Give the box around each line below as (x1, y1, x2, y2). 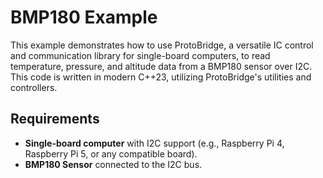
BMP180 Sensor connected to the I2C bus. (24, 158, 203, 170)
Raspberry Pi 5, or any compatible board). (24, 147, 198, 160)
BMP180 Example (10, 6, 158, 29)
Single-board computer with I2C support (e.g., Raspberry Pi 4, (24, 137, 285, 149)
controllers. (10, 81, 58, 93)
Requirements (10, 111, 100, 128)
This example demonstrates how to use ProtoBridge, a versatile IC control (10, 39, 314, 51)
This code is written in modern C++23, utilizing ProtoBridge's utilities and (10, 71, 312, 83)
